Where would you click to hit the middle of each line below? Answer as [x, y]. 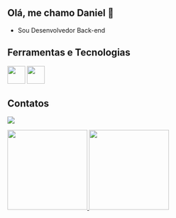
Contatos [28, 104]
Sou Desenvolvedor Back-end [61, 30]
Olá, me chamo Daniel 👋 [61, 13]
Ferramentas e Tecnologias [69, 53]
